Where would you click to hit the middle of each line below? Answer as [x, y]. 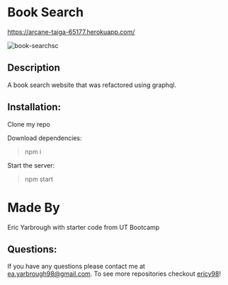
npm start [39, 179]
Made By [34, 208]
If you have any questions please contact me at [76, 267]
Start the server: [31, 165]
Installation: [34, 107]
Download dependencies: [45, 138]
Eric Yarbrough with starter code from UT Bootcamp [84, 227]
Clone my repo [29, 124]
